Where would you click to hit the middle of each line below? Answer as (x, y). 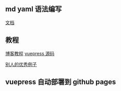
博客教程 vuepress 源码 (30, 53)
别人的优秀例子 (21, 64)
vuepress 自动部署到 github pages (61, 82)
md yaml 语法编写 (34, 9)
